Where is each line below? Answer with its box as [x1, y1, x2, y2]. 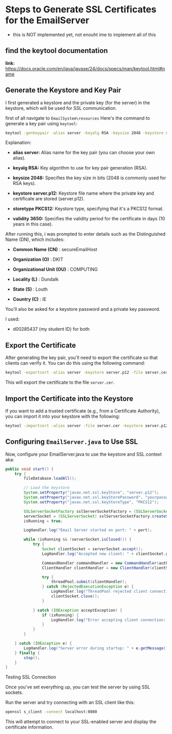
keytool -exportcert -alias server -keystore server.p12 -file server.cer [5, 370, 168, 375]
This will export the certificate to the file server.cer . [5, 379, 115, 386]
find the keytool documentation [5, 46, 109, 55]
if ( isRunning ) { [41, 612, 79, 617]
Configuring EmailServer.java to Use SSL [5, 438, 138, 446]
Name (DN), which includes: [5, 236, 65, 242]
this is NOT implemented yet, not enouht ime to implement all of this [12, 31, 156, 37]
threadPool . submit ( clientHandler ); [51, 579, 127, 585]
